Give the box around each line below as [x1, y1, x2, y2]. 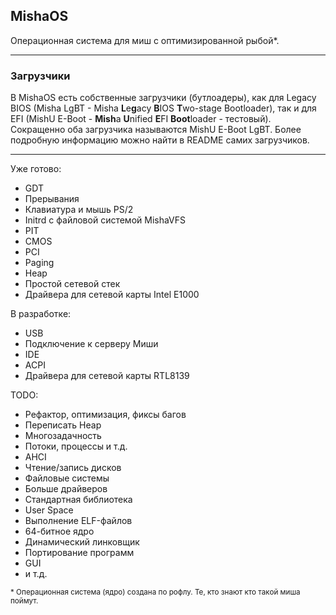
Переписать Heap [24, 419, 102, 431]
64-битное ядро [24, 525, 95, 538]
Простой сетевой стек [24, 278, 121, 290]
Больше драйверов [24, 483, 108, 495]
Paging [24, 257, 55, 269]
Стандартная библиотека [24, 494, 133, 506]
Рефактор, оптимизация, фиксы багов [24, 409, 187, 421]
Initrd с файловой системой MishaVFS [24, 214, 187, 226]
